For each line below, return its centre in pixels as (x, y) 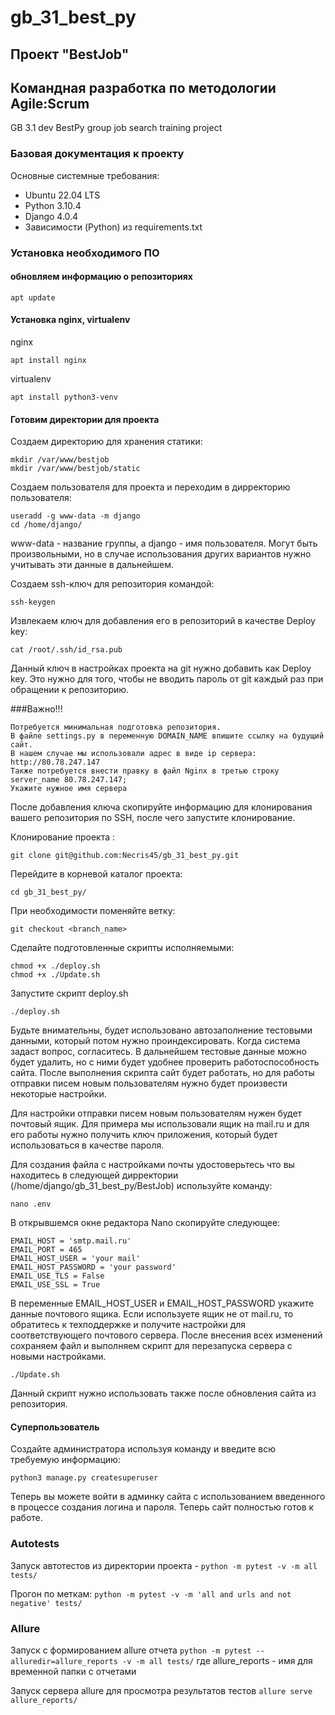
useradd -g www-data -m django (75, 516)
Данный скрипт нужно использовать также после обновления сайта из (163, 1393)
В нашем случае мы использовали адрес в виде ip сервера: (133, 754)
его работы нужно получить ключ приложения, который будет (144, 1135)
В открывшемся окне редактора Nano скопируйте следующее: (145, 1223)
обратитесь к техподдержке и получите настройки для (128, 1325)
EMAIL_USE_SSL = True (55, 1285)
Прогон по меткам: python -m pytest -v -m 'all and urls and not (151, 1593)
